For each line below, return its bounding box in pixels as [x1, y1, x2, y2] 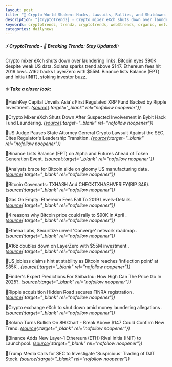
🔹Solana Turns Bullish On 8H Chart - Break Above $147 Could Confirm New [5, 320, 165, 326]
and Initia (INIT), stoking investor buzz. [5, 74, 87, 80]
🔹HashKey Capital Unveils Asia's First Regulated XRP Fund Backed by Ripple [5, 99, 167, 105]
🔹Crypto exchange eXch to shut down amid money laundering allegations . [5, 304, 163, 311]
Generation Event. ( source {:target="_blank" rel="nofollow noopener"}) [5, 156, 155, 162]
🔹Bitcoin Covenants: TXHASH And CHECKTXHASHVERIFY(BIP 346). [5, 181, 150, 188]
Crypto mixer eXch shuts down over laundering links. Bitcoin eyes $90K [5, 57, 157, 64]
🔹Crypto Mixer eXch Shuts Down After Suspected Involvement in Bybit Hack [5, 114, 166, 120]
